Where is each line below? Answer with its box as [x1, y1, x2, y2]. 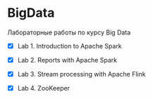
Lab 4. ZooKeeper [17, 84, 71, 93]
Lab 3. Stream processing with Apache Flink [17, 70, 146, 79]
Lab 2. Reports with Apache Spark [17, 56, 118, 64]
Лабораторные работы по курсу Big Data [7, 28, 131, 37]
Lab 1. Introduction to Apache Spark [17, 41, 122, 50]
